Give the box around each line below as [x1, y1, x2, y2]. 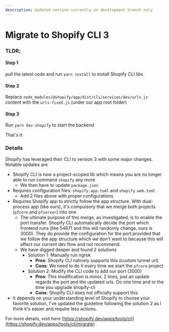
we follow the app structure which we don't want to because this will [20, 236, 163, 242]
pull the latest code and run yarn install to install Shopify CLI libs [5, 71, 143, 77]
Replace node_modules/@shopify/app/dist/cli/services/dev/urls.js [5, 94, 148, 100]
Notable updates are [5, 161, 48, 168]
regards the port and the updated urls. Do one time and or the [35, 279, 164, 285]
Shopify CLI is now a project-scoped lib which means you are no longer [12, 171, 162, 177]
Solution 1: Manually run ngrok [27, 252, 91, 258]
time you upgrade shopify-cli [35, 284, 96, 290]
